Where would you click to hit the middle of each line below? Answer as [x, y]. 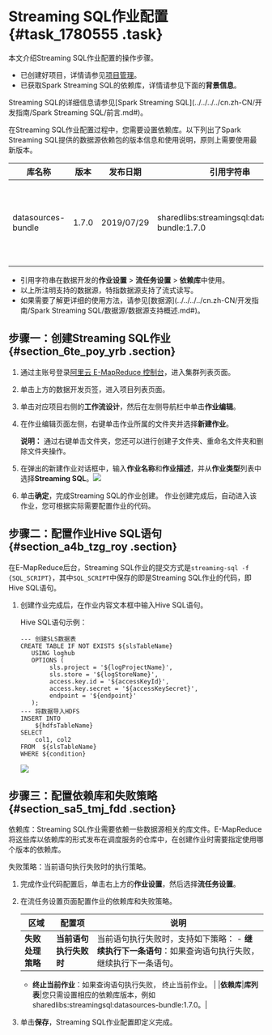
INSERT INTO [40, 718]
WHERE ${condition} [53, 754]
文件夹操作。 [49, 451]
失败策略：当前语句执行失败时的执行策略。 [79, 867]
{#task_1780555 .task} [86, 34]
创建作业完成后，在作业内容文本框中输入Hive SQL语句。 [114, 605]
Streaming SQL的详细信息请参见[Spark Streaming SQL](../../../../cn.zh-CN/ [132, 102]
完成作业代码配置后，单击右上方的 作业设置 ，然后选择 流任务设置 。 [130, 884]
